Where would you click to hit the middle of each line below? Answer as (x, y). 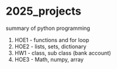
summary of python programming (48, 28)
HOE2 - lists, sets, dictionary (50, 46)
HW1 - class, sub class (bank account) (63, 53)
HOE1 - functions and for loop (52, 40)
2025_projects (44, 11)
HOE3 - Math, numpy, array (49, 59)
